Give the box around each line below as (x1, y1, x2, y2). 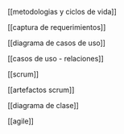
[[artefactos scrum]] (7, 85, 75, 94)
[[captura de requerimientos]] (7, 23, 106, 31)
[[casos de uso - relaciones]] (7, 54, 104, 63)
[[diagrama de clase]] (7, 101, 80, 110)
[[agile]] (7, 116, 34, 126)
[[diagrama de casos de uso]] (7, 38, 106, 48)
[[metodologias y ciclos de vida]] (7, 7, 118, 16)
